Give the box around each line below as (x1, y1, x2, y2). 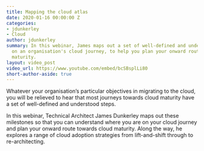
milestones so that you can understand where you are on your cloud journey (6, 119, 197, 126)
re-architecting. (6, 138, 46, 146)
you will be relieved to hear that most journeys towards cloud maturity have (6, 94, 195, 101)
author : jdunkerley (6, 37, 56, 43)
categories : (6, 20, 36, 26)
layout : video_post (6, 59, 56, 65)
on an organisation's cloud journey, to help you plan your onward (12, 49, 186, 55)
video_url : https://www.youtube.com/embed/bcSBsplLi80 (6, 65, 148, 72)
